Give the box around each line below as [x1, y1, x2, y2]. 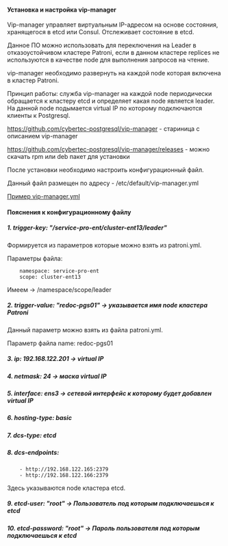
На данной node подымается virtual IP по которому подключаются [7, 104, 203, 112]
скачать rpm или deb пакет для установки [7, 153, 130, 161]
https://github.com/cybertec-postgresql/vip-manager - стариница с [7, 125, 200, 133]
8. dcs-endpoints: [7, 449, 60, 457]
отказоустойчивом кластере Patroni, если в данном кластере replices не [7, 49, 220, 57]
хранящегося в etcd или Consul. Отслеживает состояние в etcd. [7, 28, 194, 36]
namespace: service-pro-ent [19, 267, 99, 274]
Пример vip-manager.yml [7, 193, 80, 201]
